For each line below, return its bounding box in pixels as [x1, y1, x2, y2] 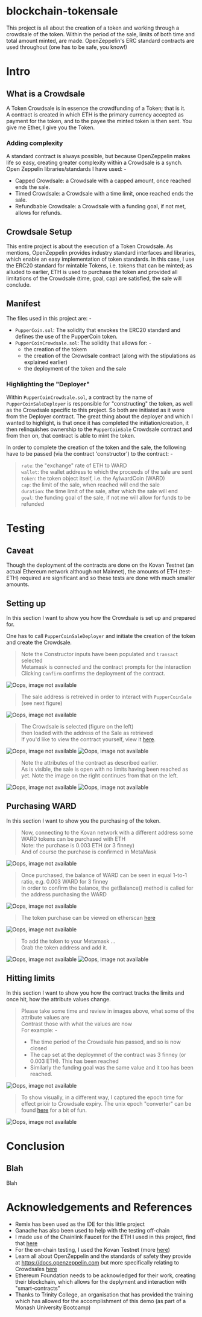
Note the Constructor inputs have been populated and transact [21, 650, 178, 657]
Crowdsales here [14, 1265, 57, 1272]
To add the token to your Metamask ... [21, 937, 116, 945]
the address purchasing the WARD [21, 890, 107, 898]
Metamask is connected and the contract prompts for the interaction [21, 663, 191, 671]
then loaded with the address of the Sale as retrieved [21, 729, 153, 736]
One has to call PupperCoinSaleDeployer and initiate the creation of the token [6, 632, 196, 639]
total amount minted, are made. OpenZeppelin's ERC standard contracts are [6, 37, 195, 44]
